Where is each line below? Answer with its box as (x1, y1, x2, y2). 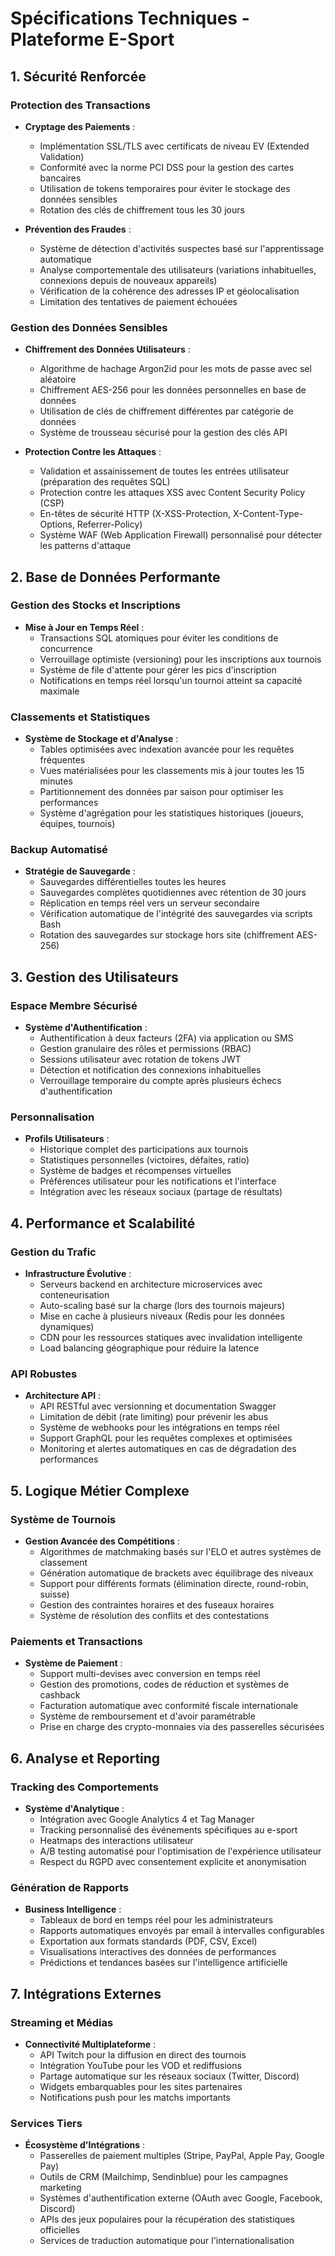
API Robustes (10, 1367, 78, 1381)
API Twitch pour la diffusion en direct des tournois (39, 2049, 247, 2061)
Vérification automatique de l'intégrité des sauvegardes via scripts (39, 908, 313, 920)
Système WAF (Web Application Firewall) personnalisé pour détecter (39, 529, 323, 541)
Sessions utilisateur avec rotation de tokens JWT (39, 1053, 242, 1066)
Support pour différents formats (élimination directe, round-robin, (39, 1578, 309, 1590)
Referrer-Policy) (76, 518, 143, 531)
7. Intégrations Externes (10, 1985, 162, 2002)
